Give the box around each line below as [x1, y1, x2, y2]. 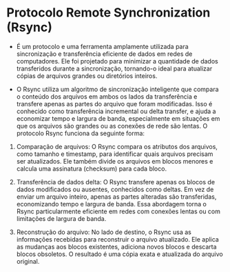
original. [16, 257, 40, 265]
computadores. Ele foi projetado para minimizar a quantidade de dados [16, 57, 218, 65]
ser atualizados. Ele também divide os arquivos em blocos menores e [16, 157, 213, 165]
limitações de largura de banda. [16, 214, 107, 222]
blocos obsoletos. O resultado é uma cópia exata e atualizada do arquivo [16, 250, 223, 258]
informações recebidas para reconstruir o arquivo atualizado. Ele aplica [16, 235, 220, 243]
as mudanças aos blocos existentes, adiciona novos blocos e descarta [16, 242, 218, 251]
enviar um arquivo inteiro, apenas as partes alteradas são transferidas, [16, 192, 217, 201]
